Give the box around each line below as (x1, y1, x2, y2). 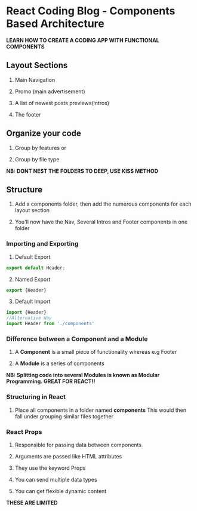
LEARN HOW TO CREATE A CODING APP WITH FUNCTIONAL (6, 36, 159, 44)
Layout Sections (6, 60, 68, 71)
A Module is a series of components (14, 360, 104, 367)
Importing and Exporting (6, 240, 79, 248)
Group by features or (14, 144, 67, 151)
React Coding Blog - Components (6, 4, 176, 18)
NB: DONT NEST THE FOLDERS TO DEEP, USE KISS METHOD (6, 167, 159, 175)
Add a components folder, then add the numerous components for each (14, 200, 192, 207)
